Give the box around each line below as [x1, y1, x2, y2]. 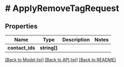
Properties [5, 22, 38, 30]
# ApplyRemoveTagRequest [5, 3, 120, 14]
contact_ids [7, 44, 35, 51]
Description [62, 37, 90, 43]
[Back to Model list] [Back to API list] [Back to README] [5, 57, 116, 63]
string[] [39, 44, 58, 51]
